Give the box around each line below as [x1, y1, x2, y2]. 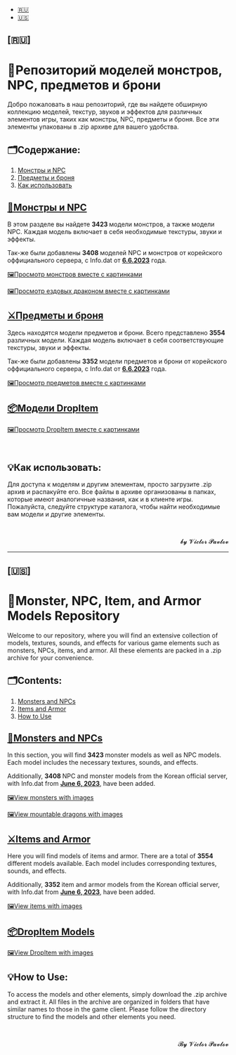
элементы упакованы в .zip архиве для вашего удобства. [7, 122, 179, 131]
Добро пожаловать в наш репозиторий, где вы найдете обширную [7, 101, 208, 109]
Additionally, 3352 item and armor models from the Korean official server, [7, 881, 220, 889]
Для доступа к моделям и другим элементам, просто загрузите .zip [7, 480, 212, 488]
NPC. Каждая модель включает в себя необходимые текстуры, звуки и [7, 227, 223, 235]
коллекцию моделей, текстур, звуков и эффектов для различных [7, 108, 202, 116]
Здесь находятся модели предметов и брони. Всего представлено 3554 [7, 328, 225, 337]
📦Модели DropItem [7, 403, 98, 415]
